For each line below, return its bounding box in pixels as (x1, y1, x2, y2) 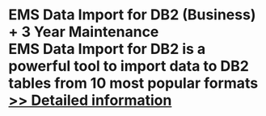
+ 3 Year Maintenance (8, 23, 159, 41)
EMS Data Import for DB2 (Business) (8, 6, 256, 24)
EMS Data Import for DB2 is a (8, 40, 206, 58)
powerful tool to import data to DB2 (8, 57, 249, 76)
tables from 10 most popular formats (8, 74, 259, 93)
